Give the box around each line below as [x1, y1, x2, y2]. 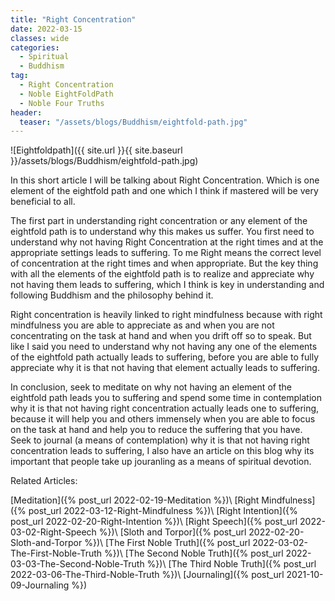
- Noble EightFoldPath [19, 89, 114, 99]
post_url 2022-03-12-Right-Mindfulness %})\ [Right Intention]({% [28, 505, 298, 517]
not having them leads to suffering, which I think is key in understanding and [10, 279, 325, 291]
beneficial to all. [10, 196, 76, 208]
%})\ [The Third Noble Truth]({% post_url [146, 558, 317, 570]
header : [10, 107, 43, 118]
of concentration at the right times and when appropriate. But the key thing [10, 257, 319, 270]
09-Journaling [10, 579, 70, 591]
